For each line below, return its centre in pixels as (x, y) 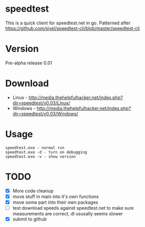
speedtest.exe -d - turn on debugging (46, 152)
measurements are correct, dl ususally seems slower (68, 213)
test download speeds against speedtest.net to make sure (73, 208)
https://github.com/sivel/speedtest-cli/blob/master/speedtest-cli (73, 28)
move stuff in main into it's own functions (56, 197)
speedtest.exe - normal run (35, 148)
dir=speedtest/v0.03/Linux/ (41, 103)
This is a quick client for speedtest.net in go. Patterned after (68, 23)
